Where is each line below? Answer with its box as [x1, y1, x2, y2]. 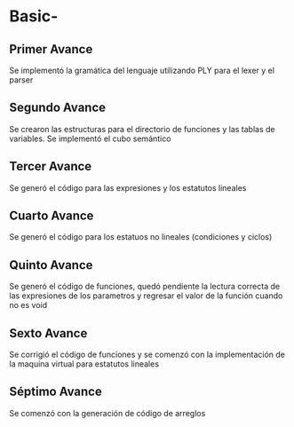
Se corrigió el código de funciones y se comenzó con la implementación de [9, 349, 286, 360]
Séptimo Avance [9, 384, 102, 399]
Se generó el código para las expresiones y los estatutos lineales [9, 182, 247, 193]
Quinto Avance [9, 257, 93, 273]
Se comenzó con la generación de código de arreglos [9, 407, 206, 418]
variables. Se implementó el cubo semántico [9, 133, 171, 144]
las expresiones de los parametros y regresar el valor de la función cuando [9, 290, 283, 301]
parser [9, 75, 34, 85]
